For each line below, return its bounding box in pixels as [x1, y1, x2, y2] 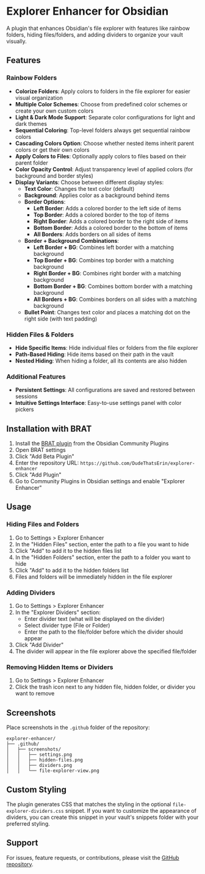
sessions [15, 393, 38, 400]
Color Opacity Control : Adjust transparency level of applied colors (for [15, 165, 193, 172]
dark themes [15, 120, 48, 127]
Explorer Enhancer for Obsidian [6, 4, 169, 18]
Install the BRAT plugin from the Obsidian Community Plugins [15, 440, 169, 447]
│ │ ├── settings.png [6, 752, 72, 758]
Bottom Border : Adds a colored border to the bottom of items [33, 224, 188, 231]
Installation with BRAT [6, 423, 92, 434]
